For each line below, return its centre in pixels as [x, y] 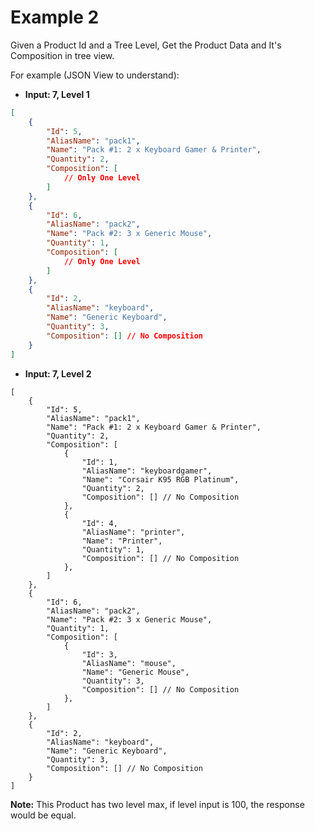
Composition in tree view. [62, 55]
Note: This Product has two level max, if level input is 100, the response [157, 804]
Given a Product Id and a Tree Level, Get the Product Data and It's [146, 45]
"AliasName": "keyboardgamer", [147, 471]
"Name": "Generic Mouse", [135, 672]
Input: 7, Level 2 [58, 373]
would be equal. [43, 815]
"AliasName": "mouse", [129, 663]
